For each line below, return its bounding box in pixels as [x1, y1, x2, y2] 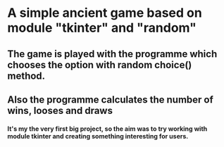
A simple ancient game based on [7, 5, 202, 21]
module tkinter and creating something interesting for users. [7, 132, 189, 140]
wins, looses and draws [7, 104, 113, 117]
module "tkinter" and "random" [7, 20, 197, 36]
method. [7, 70, 46, 82]
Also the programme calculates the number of [7, 94, 213, 106]
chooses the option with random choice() [7, 58, 192, 71]
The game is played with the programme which [7, 48, 218, 60]
